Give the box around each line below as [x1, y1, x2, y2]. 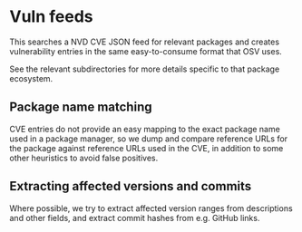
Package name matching [9, 100, 152, 115]
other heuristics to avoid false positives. [9, 152, 159, 163]
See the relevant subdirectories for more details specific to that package [9, 63, 280, 74]
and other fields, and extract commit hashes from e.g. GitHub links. [9, 212, 260, 223]
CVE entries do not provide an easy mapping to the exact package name [9, 123, 281, 134]
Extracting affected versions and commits [9, 179, 252, 194]
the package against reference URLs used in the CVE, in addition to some [9, 142, 284, 153]
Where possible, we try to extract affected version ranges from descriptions [9, 202, 293, 214]
